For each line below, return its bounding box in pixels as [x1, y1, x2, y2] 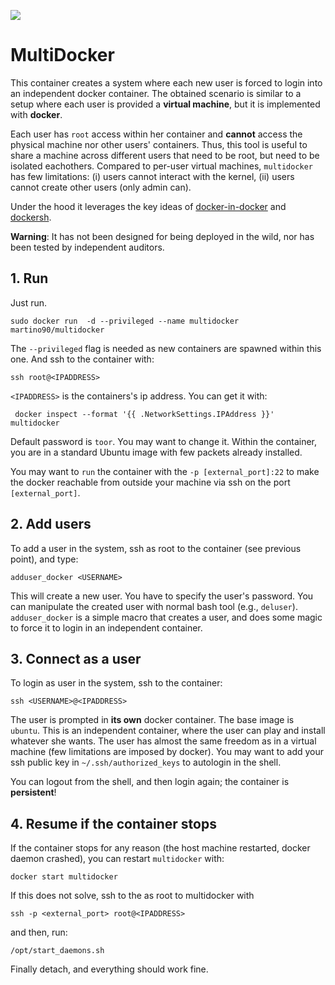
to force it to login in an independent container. [10, 621, 203, 634]
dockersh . [10, 211, 52, 223]
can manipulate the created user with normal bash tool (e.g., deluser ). [10, 600, 298, 612]
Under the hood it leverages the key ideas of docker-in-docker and [10, 200, 287, 212]
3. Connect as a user [10, 650, 142, 667]
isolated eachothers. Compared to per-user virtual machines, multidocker [10, 160, 314, 172]
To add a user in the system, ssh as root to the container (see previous [10, 542, 302, 554]
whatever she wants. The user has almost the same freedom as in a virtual [10, 735, 317, 747]
